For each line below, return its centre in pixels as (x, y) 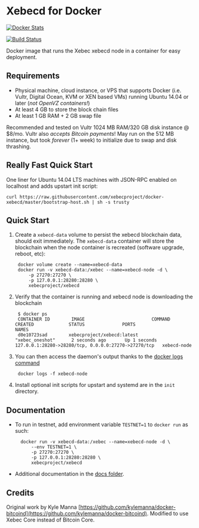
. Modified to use (168, 513)
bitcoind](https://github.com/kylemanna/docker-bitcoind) (77, 513)
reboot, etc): (30, 254)
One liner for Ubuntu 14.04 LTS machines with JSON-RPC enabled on (92, 179)
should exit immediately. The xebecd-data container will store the (94, 241)
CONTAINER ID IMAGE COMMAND (94, 319)
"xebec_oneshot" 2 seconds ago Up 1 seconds (86, 340)
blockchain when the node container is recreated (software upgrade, (99, 248)
